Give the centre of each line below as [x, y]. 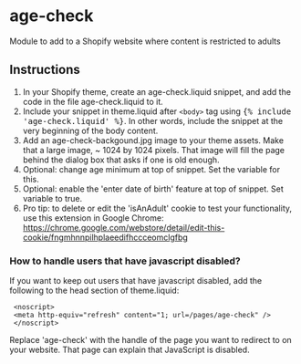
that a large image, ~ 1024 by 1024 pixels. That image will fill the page [154, 150]
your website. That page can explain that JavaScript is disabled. [130, 350]
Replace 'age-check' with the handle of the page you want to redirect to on [150, 340]
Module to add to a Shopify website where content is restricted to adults [145, 41]
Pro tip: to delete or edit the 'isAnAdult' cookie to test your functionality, [157, 208]
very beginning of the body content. [90, 130]
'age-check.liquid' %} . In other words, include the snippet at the [153, 120]
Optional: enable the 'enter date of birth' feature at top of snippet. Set [153, 189]
